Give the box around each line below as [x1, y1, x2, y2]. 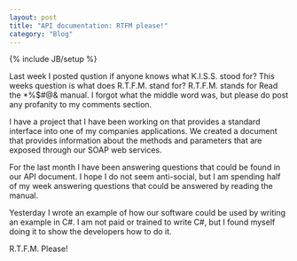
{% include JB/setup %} [9, 54, 98, 65]
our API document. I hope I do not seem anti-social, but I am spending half [9, 171, 281, 182]
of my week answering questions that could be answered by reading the [9, 181, 273, 192]
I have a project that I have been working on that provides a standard [9, 116, 261, 127]
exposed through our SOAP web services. [9, 145, 162, 155]
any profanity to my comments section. [9, 99, 152, 110]
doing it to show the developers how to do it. [9, 226, 172, 237]
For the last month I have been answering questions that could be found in [9, 162, 281, 173]
